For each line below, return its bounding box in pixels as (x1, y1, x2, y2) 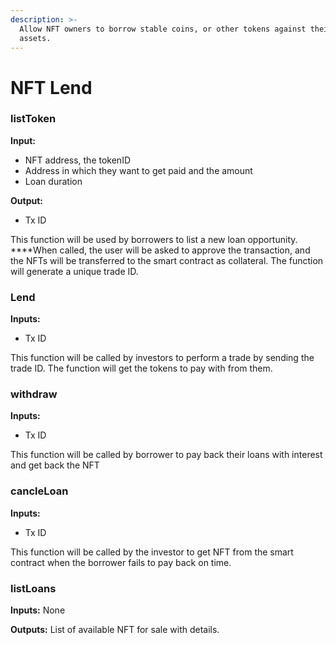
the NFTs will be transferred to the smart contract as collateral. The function (10, 254, 324, 266)
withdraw (10, 387, 58, 401)
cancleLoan (10, 484, 69, 498)
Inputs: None (10, 604, 66, 616)
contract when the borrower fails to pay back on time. (10, 556, 232, 568)
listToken (10, 112, 57, 126)
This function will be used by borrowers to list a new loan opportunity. (10, 233, 298, 245)
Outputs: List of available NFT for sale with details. (10, 624, 220, 636)
